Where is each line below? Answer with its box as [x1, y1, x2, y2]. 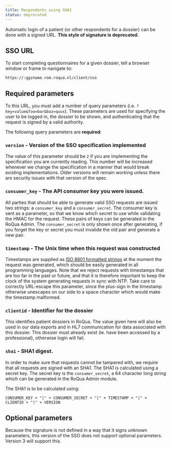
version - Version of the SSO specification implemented [5, 141, 146, 149]
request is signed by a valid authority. [5, 119, 84, 125]
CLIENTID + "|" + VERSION [5, 399, 60, 405]
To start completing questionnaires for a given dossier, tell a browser [5, 60, 150, 66]
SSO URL [5, 46, 34, 55]
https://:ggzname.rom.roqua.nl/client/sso [5, 75, 97, 81]
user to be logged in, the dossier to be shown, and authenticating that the [5, 113, 160, 120]
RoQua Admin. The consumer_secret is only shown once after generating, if [5, 221, 162, 227]
